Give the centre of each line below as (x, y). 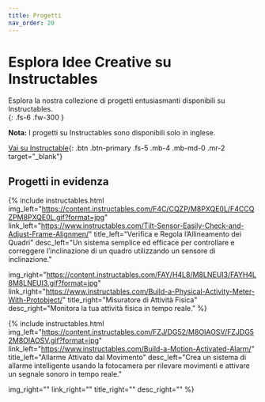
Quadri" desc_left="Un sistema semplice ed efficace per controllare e (121, 243)
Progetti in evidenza (59, 182)
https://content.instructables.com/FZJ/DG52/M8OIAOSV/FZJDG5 (148, 332)
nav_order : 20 (32, 23)
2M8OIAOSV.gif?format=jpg (54, 340)
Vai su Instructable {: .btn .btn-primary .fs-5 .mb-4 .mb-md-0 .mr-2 (117, 148)
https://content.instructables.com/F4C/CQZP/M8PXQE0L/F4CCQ (148, 209)
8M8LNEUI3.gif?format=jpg (53, 283)
